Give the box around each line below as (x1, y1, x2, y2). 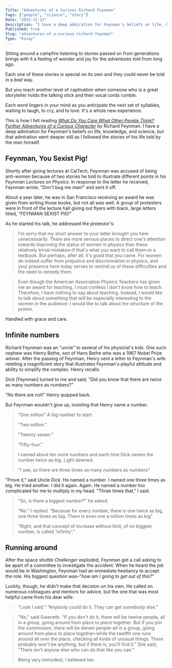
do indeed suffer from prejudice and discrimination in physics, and (17, 257, 158, 264)
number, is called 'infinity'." (17, 528, 75, 534)
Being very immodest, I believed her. (17, 657, 95, 663)
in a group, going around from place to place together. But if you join (17, 620, 163, 626)
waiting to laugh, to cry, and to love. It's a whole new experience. (5, 107, 142, 114)
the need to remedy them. (17, 268, 73, 275)
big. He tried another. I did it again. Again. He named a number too (5, 482, 145, 488)
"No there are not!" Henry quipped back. (5, 392, 91, 398)
